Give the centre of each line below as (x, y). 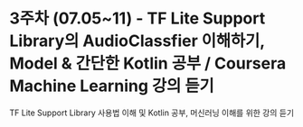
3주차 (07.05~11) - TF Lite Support (137, 18)
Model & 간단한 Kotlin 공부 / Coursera (148, 63)
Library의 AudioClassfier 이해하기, (137, 41)
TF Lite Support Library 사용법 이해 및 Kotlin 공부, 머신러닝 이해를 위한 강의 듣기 (152, 113)
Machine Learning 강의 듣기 (112, 86)
